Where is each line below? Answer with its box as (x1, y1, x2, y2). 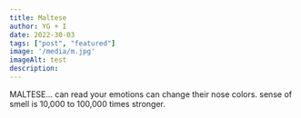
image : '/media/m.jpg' (9, 47, 95, 56)
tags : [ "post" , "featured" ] (9, 38, 116, 48)
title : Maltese (9, 13, 67, 23)
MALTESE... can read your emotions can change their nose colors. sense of (9, 88, 293, 100)
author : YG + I (9, 22, 67, 31)
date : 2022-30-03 (9, 30, 75, 39)
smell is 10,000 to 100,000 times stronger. (9, 98, 166, 109)
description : (9, 64, 59, 74)
